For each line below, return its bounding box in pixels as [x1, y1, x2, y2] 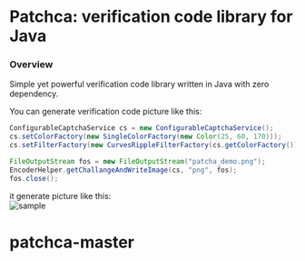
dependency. [9, 88, 59, 99]
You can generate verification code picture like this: [9, 106, 202, 117]
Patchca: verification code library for [9, 6, 293, 27]
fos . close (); [9, 174, 59, 183]
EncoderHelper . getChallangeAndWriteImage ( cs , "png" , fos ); [9, 166, 238, 175]
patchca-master [9, 232, 134, 252]
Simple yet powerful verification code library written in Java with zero [9, 79, 270, 90]
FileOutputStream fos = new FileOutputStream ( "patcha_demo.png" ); [9, 157, 266, 166]
